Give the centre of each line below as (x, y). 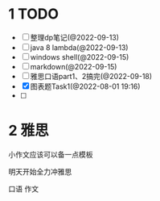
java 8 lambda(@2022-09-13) (79, 47)
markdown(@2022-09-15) (74, 66)
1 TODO (33, 14)
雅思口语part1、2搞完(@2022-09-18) (91, 76)
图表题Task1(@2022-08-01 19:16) (85, 86)
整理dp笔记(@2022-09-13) (74, 37)
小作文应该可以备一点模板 (51, 154)
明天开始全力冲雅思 (40, 171)
